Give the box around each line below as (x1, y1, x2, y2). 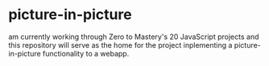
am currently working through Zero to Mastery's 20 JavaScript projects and (8, 32, 259, 41)
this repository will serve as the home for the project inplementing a (8, 40, 233, 49)
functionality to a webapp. (43, 49, 130, 58)
